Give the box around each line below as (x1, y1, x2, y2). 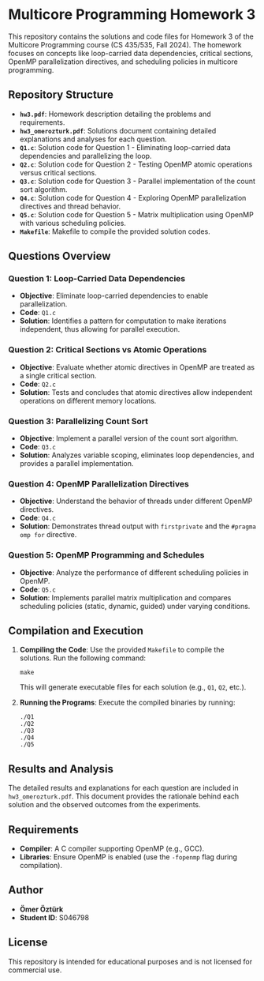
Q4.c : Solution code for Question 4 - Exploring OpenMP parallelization (19, 193, 247, 202)
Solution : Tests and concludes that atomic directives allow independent (19, 387, 253, 397)
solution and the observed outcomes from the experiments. (8, 800, 201, 810)
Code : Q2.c (19, 379, 57, 389)
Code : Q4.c (19, 513, 57, 523)
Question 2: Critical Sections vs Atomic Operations (8, 344, 207, 355)
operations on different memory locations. (19, 396, 157, 405)
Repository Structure (8, 88, 114, 102)
